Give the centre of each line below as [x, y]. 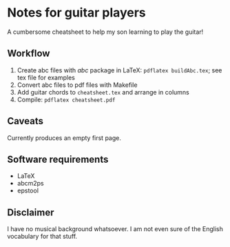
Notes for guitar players [76, 13]
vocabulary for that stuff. [42, 237]
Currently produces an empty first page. [64, 138]
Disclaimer [31, 212]
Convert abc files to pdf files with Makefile [77, 85]
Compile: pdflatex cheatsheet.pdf [66, 99]
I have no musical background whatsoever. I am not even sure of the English [115, 229]
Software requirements [58, 159]
